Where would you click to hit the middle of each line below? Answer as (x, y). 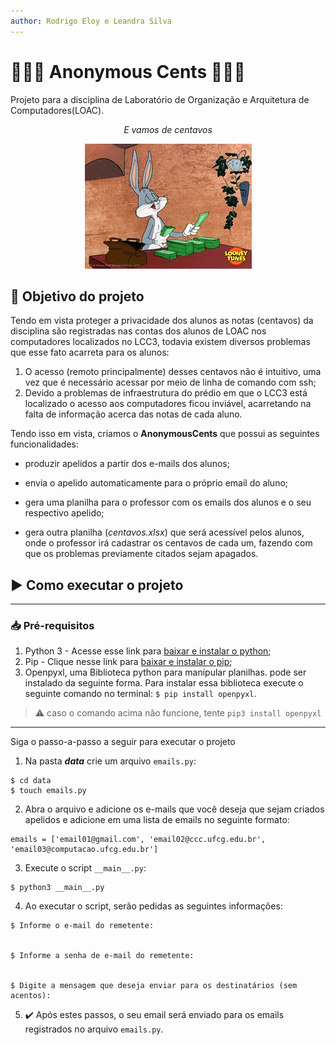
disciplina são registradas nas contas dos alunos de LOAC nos (138, 331)
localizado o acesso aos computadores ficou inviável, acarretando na (168, 404)
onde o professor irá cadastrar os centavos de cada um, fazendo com (168, 543)
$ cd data (31, 781)
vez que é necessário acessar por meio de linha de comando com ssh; (170, 382)
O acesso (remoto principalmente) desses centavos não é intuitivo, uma (173, 372)
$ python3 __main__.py (57, 888)
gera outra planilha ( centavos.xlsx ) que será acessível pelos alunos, (164, 532)
